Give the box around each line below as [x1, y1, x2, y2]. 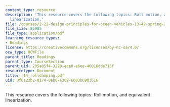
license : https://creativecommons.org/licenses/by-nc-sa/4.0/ [5, 45, 139, 50]
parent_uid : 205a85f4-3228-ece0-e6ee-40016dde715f [5, 64, 114, 69]
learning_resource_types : [5, 36, 60, 41]
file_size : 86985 [5, 26, 42, 31]
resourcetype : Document [5, 69, 56, 74]
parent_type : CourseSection [5, 59, 65, 64]
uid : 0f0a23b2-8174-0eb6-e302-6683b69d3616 [5, 78, 99, 83]
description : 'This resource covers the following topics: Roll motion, [5, 12, 162, 17]
